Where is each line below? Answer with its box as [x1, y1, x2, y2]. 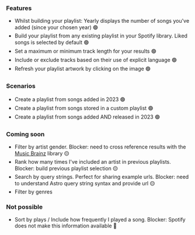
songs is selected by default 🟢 [14, 39, 89, 46]
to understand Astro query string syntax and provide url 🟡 [14, 179, 155, 186]
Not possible [6, 203, 43, 211]
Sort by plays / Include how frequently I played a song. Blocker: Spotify [14, 216, 186, 223]
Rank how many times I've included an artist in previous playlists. [14, 158, 171, 165]
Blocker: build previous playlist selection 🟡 [14, 165, 119, 172]
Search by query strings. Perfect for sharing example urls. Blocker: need [14, 173, 189, 180]
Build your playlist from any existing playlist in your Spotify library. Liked [14, 32, 188, 39]
